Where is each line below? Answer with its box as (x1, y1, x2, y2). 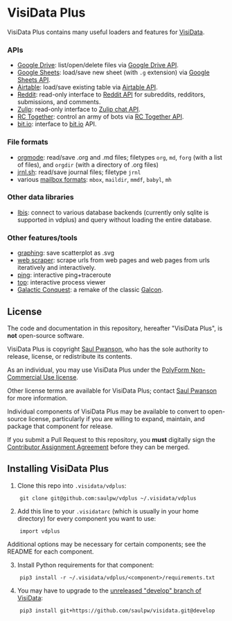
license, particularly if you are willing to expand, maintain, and (28, 414, 206, 423)
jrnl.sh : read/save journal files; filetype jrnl (17, 168, 141, 176)
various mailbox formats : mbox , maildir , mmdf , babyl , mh (17, 175, 172, 183)
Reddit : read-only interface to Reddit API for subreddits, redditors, (17, 90, 206, 99)
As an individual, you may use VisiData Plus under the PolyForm (7, 366, 189, 374)
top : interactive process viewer (17, 278, 106, 287)
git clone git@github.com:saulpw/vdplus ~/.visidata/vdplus (19, 495, 197, 502)
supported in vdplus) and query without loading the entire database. (17, 215, 213, 223)
